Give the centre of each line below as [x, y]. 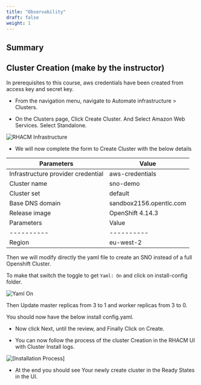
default [119, 193]
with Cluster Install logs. [45, 346]
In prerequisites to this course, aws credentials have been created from [95, 83]
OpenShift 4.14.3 [134, 213]
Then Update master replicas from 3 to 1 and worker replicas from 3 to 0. [97, 305]
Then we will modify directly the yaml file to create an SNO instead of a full [99, 257]
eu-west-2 [125, 242]
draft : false [23, 17]
